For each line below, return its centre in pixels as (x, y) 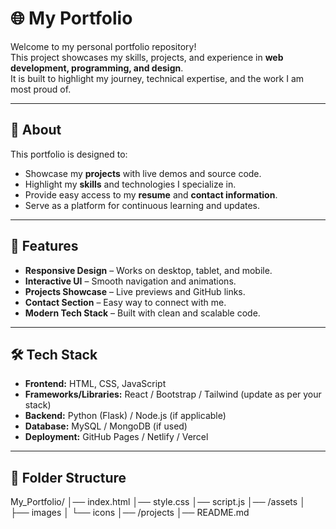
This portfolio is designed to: (69, 154)
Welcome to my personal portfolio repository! (103, 46)
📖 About (36, 130)
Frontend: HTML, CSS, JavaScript (95, 384)
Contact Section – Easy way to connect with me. (125, 302)
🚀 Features (44, 246)
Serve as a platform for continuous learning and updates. (142, 205)
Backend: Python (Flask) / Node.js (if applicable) (125, 416)
